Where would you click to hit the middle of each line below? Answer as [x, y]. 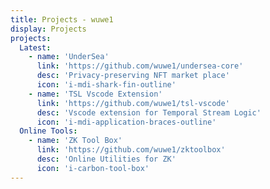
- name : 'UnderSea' [69, 57]
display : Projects [48, 29]
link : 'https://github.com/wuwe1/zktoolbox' [131, 150]
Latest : [35, 47]
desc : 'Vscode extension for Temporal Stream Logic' [149, 112]
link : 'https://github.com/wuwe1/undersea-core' [140, 66]
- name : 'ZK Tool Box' [75, 141]
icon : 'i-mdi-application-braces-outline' [126, 122]
